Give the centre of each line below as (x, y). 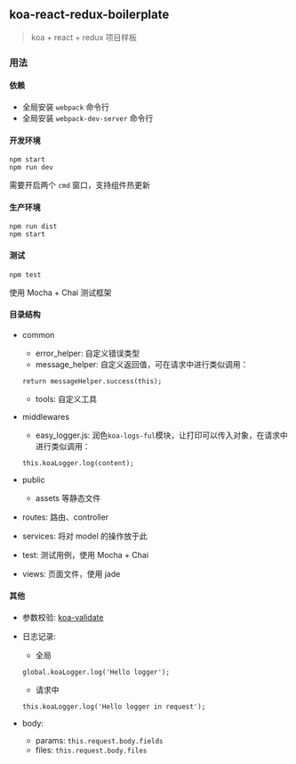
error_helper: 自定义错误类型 (88, 353)
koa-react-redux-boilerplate (89, 15)
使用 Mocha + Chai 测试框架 (60, 292)
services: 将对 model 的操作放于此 (85, 536)
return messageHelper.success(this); (92, 381)
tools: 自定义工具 (66, 398)
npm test (25, 275)
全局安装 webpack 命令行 (65, 107)
